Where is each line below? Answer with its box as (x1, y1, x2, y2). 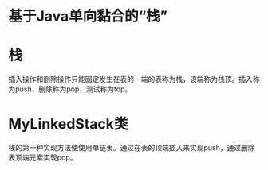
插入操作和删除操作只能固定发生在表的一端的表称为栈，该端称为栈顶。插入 (8, 75, 253, 84)
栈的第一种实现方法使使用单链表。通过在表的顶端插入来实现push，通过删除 (8, 143, 255, 153)
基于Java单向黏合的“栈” (8, 7, 167, 25)
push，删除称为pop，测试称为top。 (14, 84, 132, 94)
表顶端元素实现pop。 (8, 153, 77, 163)
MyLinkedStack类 (8, 115, 128, 133)
